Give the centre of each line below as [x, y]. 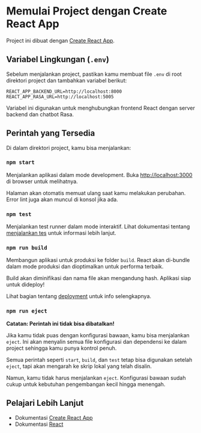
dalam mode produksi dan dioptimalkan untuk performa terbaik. [85, 267]
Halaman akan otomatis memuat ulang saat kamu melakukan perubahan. [96, 193]
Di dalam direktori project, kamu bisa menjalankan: [69, 148]
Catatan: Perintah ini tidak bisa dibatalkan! [61, 323]
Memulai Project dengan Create [87, 11]
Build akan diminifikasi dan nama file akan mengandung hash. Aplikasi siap [99, 278]
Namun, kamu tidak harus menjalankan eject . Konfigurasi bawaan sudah [96, 378]
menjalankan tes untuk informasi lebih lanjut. [61, 233]
